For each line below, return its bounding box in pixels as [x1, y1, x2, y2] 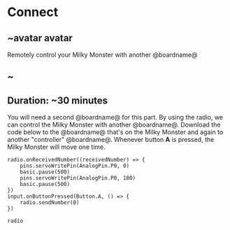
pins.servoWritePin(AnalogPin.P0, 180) [20, 175, 136, 182]
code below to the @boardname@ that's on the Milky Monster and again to [7, 128, 224, 136]
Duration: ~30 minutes [7, 94, 108, 106]
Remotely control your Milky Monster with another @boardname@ [7, 50, 198, 59]
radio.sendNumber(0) [20, 199, 80, 206]
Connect [7, 4, 59, 20]
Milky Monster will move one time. [7, 143, 106, 151]
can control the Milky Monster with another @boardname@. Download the [7, 120, 221, 129]
